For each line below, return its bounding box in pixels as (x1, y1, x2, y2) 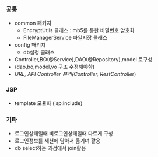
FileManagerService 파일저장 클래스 (23, 34, 108, 41)
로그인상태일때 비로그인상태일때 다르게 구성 (14, 130, 114, 137)
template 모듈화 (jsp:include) (14, 99, 83, 106)
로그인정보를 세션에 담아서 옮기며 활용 (14, 137, 101, 144)
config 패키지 (14, 41, 46, 48)
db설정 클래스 (23, 48, 55, 56)
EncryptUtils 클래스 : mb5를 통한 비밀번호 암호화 (23, 27, 135, 34)
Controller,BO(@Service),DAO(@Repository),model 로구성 (14, 56, 153, 63)
